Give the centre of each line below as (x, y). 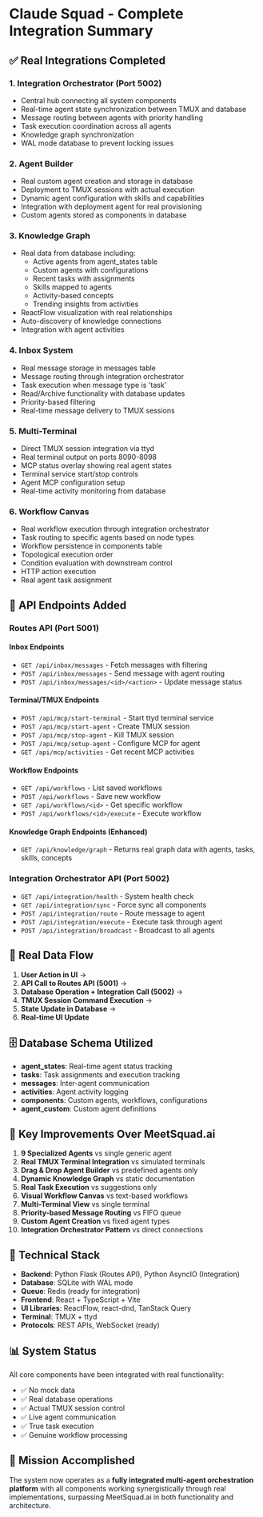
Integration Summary (81, 31)
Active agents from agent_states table (95, 261)
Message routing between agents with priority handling (112, 118)
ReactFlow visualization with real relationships (96, 313)
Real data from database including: (78, 253)
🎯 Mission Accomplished (72, 1461)
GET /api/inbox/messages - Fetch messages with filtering (114, 665)
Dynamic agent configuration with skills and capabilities (112, 198)
